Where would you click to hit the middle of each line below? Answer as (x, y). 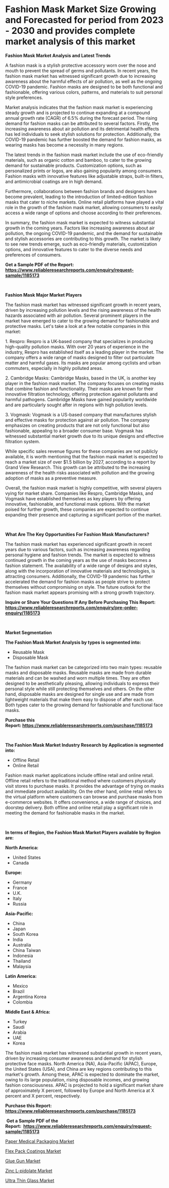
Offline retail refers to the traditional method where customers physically (80, 780)
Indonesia (23, 956)
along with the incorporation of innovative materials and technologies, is (80, 571)
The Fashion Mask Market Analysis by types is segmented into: (73, 642)
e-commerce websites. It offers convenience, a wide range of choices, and (83, 802)
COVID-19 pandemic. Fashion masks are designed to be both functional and (84, 86)
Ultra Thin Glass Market (30, 1180)
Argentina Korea (29, 996)
